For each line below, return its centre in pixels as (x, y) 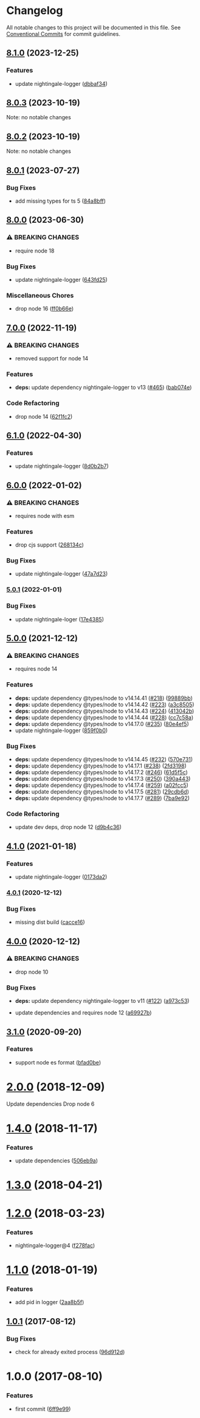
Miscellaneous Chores (40, 295)
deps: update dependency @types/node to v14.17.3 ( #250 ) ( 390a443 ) (103, 778)
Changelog (35, 11)
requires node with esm (45, 515)
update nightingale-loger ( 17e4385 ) (60, 619)
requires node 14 (36, 669)
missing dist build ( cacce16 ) (50, 922)
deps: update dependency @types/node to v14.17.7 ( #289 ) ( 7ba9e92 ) (102, 798)
